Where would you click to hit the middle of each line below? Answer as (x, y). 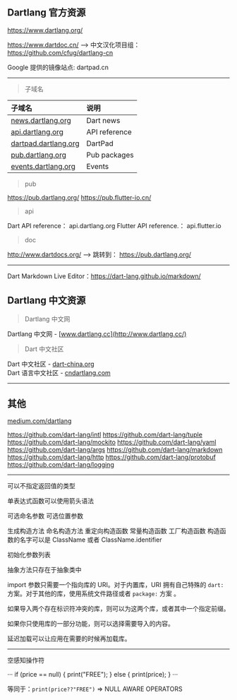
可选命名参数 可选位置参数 (45, 516)
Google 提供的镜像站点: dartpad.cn (58, 67)
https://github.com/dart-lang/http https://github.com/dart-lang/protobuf (112, 457)
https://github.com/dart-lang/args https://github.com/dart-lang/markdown (115, 450)
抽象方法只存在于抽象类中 (44, 570)
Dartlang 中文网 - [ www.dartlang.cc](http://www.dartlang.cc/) (97, 333)
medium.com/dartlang (39, 421)
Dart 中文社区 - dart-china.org (51, 364)
